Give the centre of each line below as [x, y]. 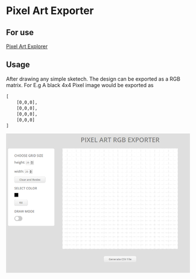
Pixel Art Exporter [50, 11]
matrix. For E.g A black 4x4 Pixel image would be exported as [80, 85]
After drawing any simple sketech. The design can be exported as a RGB [93, 79]
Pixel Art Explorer [27, 46]
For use [20, 32]
